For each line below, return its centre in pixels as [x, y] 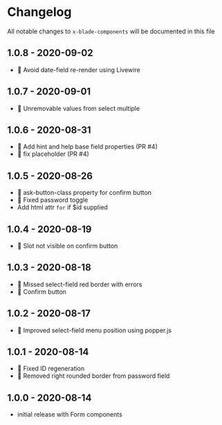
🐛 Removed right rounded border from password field [93, 376]
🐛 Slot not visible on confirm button [67, 246]
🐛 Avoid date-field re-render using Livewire [78, 69]
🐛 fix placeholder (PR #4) [53, 154]
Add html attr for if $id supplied [63, 207]
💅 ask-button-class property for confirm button [84, 193]
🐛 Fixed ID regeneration [51, 369]
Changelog [39, 12]
